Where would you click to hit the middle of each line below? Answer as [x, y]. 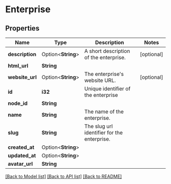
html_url [18, 66]
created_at [21, 147]
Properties [22, 28]
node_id [18, 103]
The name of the [104, 112]
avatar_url [20, 164]
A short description [107, 51]
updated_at [22, 155]
